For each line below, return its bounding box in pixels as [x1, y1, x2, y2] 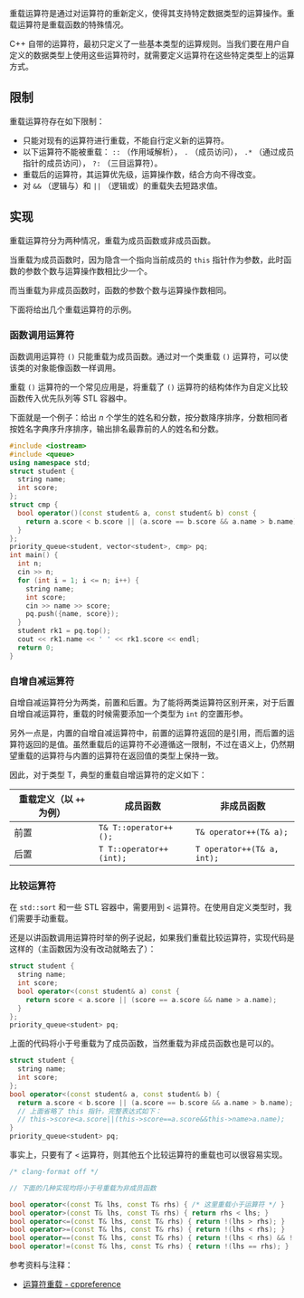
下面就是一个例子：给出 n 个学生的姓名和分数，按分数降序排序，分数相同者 [9, 412, 289, 422]
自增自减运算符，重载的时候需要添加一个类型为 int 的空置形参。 [9, 708, 249, 719]
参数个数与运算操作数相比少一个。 [24, 265, 152, 276]
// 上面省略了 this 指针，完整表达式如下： [17, 1106, 163, 1115]
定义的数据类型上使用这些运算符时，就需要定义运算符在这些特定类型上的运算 [9, 50, 295, 61]
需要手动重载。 [16, 913, 73, 924]
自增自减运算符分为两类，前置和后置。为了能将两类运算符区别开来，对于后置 [9, 696, 295, 707]
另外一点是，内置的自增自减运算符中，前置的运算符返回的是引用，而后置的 [9, 727, 287, 738]
